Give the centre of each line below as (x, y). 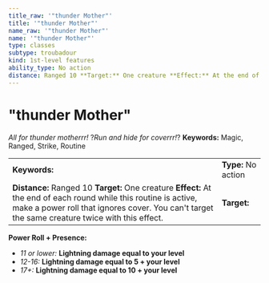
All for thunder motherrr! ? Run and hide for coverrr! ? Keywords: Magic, (126, 137)
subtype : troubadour (43, 53)
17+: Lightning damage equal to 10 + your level (98, 270)
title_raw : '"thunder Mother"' (60, 16)
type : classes (32, 46)
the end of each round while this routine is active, (105, 197)
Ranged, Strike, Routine (47, 146)
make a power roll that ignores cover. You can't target (113, 208)
